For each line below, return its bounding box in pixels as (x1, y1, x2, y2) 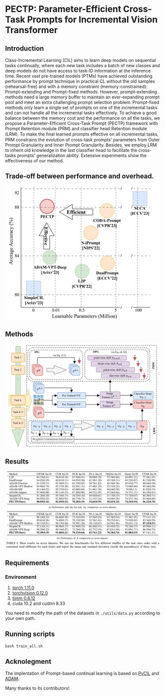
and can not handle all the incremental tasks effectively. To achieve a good (5, 110, 157, 116)
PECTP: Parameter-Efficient (5, 3, 122, 15)
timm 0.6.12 (12, 595, 35, 602)
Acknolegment (5, 657, 52, 666)
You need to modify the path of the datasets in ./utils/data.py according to (5, 610, 161, 616)
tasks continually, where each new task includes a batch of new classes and (5, 63, 160, 68)
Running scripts (5, 630, 55, 638)
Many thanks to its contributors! (5, 685, 70, 691)
